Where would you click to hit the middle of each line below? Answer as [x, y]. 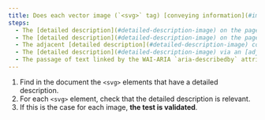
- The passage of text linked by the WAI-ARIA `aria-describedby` [127, 60]
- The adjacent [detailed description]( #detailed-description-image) [132, 45]
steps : [19, 23]
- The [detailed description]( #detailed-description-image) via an [129, 52]
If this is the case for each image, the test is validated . [108, 107]
